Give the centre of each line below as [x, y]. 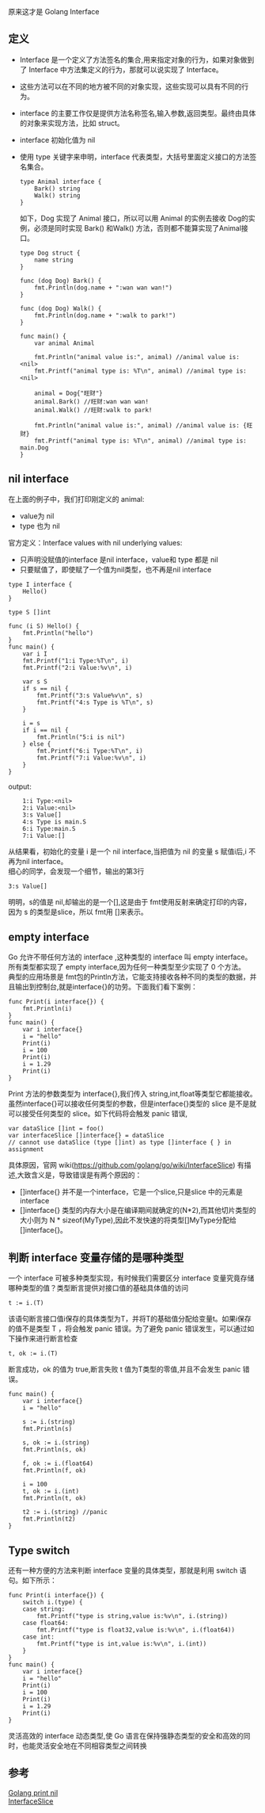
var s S [35, 681]
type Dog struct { [50, 253]
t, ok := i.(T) [33, 1354]
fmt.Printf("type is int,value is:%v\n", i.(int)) [122, 1644]
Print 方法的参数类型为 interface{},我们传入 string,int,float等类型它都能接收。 [132, 1094]
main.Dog [34, 448]
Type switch [39, 1550]
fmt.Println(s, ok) [55, 1450]
